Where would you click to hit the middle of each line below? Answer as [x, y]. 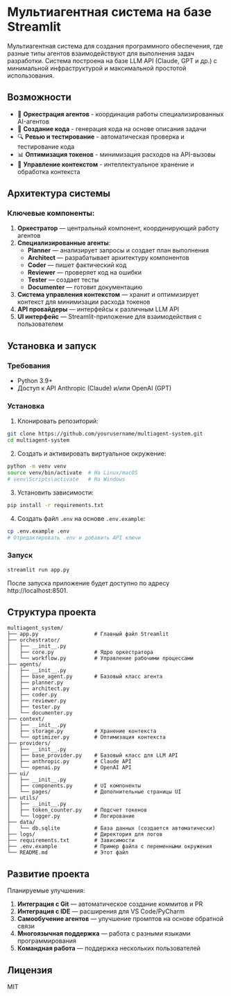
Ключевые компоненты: [51, 214]
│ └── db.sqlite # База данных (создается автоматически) [111, 828]
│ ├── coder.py [32, 695]
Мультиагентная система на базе [110, 12]
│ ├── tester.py [34, 707]
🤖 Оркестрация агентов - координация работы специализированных [120, 114]
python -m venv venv [37, 466]
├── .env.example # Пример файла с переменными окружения [110, 847]
